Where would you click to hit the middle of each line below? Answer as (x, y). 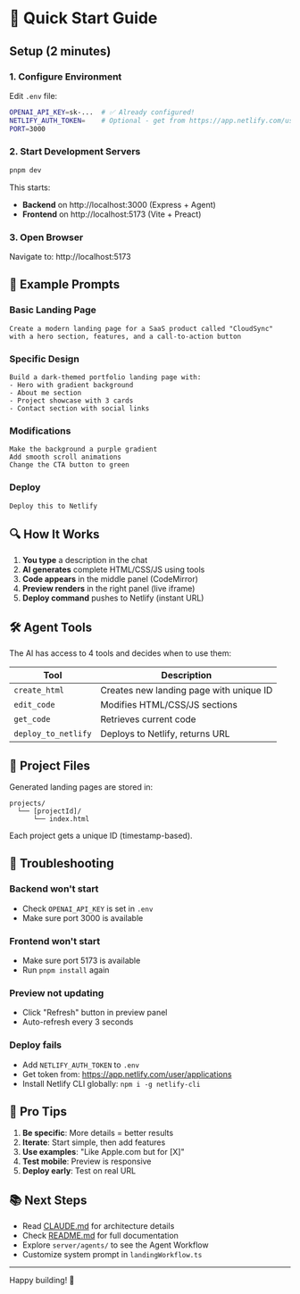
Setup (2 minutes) (60, 51)
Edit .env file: (33, 95)
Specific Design (45, 359)
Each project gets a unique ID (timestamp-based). (101, 835)
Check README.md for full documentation (100, 1236)
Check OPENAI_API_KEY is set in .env (87, 908)
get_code (32, 719)
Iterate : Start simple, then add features (94, 1142)
